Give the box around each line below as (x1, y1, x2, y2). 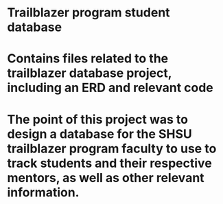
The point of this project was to (7, 111, 189, 127)
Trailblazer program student (7, 5, 170, 21)
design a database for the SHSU (7, 126, 192, 141)
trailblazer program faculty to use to (7, 141, 217, 156)
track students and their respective (7, 155, 213, 171)
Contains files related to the (7, 51, 169, 67)
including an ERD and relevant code (7, 80, 214, 95)
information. (7, 184, 80, 200)
